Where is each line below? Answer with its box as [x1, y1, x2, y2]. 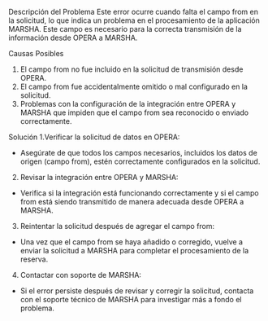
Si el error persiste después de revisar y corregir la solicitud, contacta [19, 286, 254, 296]
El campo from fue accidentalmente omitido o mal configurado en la [19, 81, 248, 91]
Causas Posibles [8, 49, 64, 58]
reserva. [19, 254, 49, 264]
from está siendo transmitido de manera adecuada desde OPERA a [19, 197, 244, 206]
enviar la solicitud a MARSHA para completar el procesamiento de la [19, 246, 249, 255]
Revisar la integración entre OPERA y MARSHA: [19, 173, 179, 182]
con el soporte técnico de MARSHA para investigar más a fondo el [19, 295, 242, 304]
